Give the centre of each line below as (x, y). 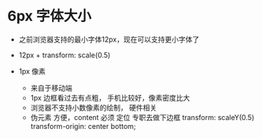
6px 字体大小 (50, 16)
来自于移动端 (51, 88)
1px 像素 (32, 71)
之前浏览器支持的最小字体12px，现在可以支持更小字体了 (109, 39)
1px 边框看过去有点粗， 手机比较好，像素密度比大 (110, 97)
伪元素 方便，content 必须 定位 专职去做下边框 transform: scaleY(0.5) (142, 117)
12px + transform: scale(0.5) (65, 55)
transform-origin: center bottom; (83, 126)
